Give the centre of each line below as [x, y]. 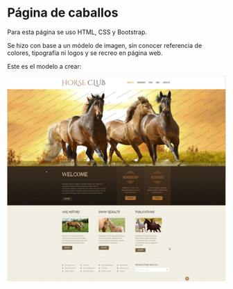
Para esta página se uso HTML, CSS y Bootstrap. [77, 32]
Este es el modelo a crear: [44, 66]
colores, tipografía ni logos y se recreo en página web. [85, 53]
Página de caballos [63, 13]
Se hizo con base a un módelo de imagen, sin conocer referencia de [105, 45]
